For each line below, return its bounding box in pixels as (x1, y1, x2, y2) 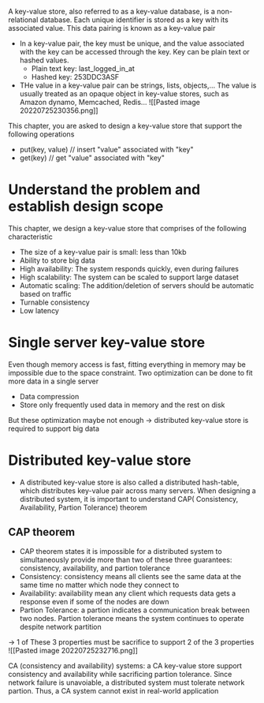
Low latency (19, 305, 59, 315)
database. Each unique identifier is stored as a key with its (39, 15, 229, 24)
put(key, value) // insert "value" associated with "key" (19, 145, 194, 154)
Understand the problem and (8, 181, 201, 199)
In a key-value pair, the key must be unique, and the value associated (19, 39, 244, 48)
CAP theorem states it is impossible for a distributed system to (19, 546, 222, 555)
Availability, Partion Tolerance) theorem (19, 503, 147, 512)
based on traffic (19, 289, 72, 298)
